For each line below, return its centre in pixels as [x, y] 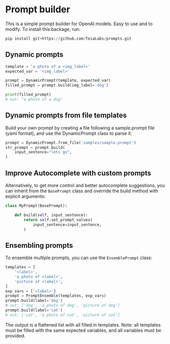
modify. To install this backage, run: [43, 29]
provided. [15, 336]
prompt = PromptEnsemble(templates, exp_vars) [56, 296]
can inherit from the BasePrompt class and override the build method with [82, 191]
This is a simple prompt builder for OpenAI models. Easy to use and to [79, 24]
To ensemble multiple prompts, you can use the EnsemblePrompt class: [79, 258]
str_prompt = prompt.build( [35, 148]
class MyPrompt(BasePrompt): [36, 206]
